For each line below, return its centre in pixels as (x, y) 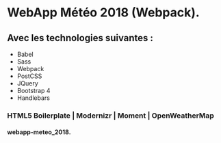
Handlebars (33, 98)
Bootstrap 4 (34, 91)
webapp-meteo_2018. (39, 132)
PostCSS (29, 76)
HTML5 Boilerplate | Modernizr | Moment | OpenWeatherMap (110, 116)
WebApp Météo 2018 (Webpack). (103, 13)
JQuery (28, 83)
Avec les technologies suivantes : (80, 38)
